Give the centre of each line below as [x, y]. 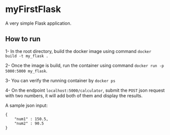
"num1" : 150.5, [32, 119]
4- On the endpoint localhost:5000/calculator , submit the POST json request [85, 90]
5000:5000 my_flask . [26, 71]
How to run [23, 39]
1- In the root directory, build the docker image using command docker [78, 51]
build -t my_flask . [27, 56]
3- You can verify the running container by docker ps [60, 80]
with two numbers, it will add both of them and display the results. [74, 95]
